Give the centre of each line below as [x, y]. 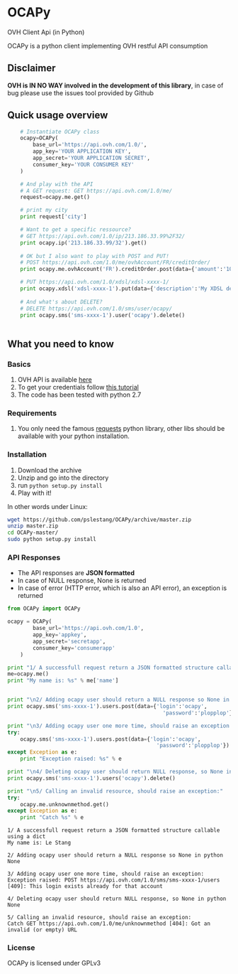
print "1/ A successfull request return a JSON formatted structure [110, 668]
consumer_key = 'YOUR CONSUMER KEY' [84, 164]
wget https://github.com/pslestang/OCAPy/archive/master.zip [100, 520]
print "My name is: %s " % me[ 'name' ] [63, 681]
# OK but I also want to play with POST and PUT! [95, 256]
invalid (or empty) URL [42, 930]
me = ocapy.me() [28, 674]
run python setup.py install [60, 485]
